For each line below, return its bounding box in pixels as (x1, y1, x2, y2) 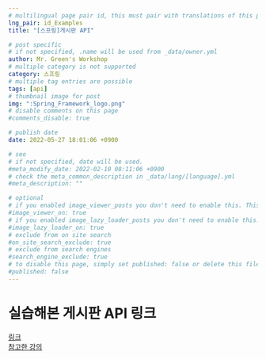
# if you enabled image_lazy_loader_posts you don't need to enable (8, 216, 239, 224)
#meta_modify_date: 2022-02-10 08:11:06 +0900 (8, 165, 165, 173)
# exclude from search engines (8, 246, 112, 254)
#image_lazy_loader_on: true (8, 223, 104, 231)
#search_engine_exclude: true (8, 253, 108, 262)
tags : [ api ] (8, 85, 47, 93)
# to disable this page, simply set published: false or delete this (8, 261, 243, 269)
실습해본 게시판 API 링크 (8, 304, 157, 322)
